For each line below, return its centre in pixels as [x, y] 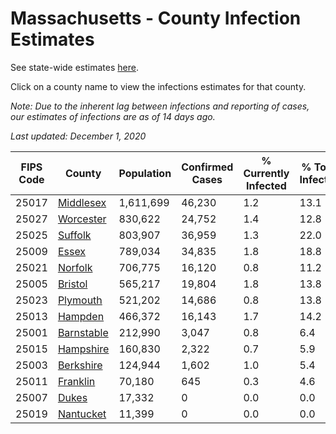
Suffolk [74, 235]
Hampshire [83, 349]
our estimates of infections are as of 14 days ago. [113, 116]
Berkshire [80, 365]
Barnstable [83, 332]
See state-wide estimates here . [74, 67]
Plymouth [80, 300]
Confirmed [207, 167]
